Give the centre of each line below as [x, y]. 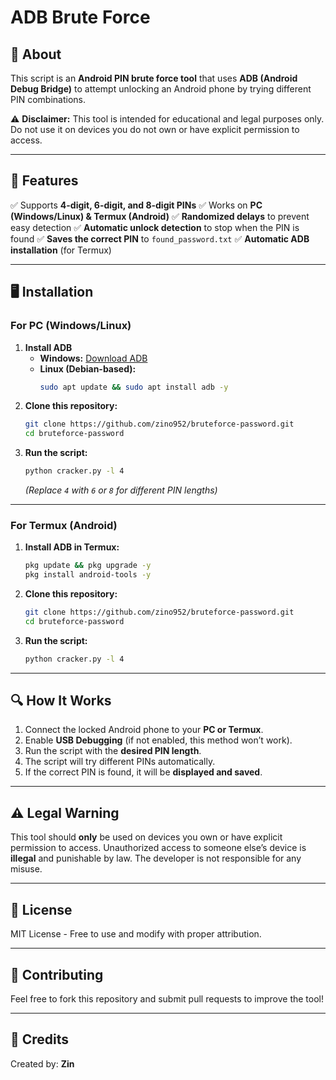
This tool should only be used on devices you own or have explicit [146, 837]
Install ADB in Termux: [72, 547]
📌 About [36, 54]
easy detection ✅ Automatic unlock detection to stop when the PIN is [155, 227]
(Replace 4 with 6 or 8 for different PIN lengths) [121, 490]
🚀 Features [44, 181]
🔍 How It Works [61, 701]
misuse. [26, 869]
